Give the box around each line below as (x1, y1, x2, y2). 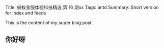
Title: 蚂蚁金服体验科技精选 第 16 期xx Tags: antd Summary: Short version (5, 4, 159, 10)
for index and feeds (5, 10, 46, 16)
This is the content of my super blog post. (5, 19, 93, 25)
